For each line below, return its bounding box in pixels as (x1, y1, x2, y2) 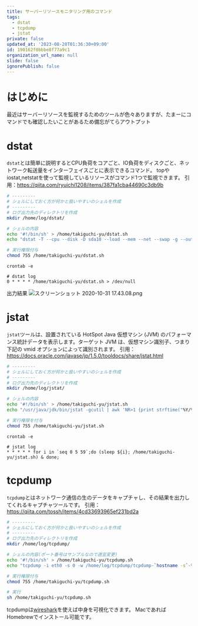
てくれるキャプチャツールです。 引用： (6, 501, 100, 508)
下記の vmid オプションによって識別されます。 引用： (6, 345, 136, 353)
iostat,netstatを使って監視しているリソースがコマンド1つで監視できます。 (6, 174, 184, 181)
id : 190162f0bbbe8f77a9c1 (6, 47, 70, 53)
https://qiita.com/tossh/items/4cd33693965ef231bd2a (6, 508, 139, 515)
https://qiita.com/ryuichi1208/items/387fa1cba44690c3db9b (17, 182, 164, 189)
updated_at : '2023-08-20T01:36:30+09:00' (6, 42, 110, 48)
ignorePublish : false (6, 63, 60, 69)
